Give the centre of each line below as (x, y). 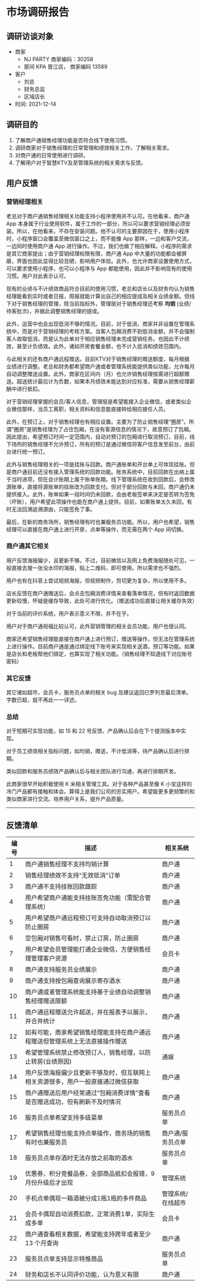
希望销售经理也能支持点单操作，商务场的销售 (88, 1133)
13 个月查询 (42, 1243)
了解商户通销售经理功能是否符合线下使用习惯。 (72, 140)
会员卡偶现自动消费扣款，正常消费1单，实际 (87, 1214)
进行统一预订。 (30, 452)
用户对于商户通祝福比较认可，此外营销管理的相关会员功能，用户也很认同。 (98, 626)
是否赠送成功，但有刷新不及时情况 (73, 1102)
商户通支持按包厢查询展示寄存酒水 (73, 981)
